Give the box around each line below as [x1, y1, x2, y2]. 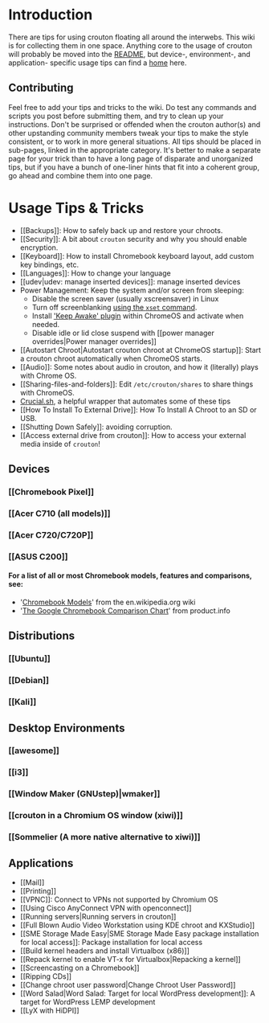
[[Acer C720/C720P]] [8, 529, 94, 540]
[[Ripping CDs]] [19, 971, 72, 981]
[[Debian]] [8, 675, 50, 686]
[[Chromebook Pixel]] [8, 486, 95, 497]
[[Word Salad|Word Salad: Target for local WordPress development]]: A [19, 988, 255, 998]
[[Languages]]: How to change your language [19, 268, 171, 278]
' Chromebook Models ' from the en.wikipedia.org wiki [19, 597, 196, 607]
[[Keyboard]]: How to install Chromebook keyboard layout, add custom [19, 251, 255, 260]
